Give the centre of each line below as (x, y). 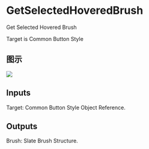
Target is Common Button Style (45, 39)
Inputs (19, 93)
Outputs (22, 126)
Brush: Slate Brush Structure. (42, 141)
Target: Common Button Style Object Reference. (66, 107)
